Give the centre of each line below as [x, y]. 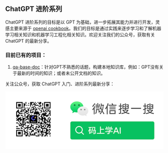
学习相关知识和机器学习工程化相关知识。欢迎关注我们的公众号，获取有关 [80, 35]
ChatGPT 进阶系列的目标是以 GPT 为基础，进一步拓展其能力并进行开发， [80, 22]
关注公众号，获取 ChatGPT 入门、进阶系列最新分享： [60, 84]
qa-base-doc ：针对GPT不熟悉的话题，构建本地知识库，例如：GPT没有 [86, 67]
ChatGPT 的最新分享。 [28, 41]
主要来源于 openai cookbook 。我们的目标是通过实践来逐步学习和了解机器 [86, 28]
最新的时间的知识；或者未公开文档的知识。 [61, 73]
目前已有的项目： [26, 55]
